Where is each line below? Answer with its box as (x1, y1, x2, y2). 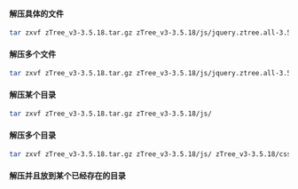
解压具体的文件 (9, 8, 64, 19)
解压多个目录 (9, 130, 56, 140)
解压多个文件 (9, 49, 56, 59)
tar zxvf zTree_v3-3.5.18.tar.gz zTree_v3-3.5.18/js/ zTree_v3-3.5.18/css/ (9, 150, 295, 159)
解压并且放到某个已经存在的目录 (9, 169, 126, 181)
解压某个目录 (9, 89, 56, 99)
